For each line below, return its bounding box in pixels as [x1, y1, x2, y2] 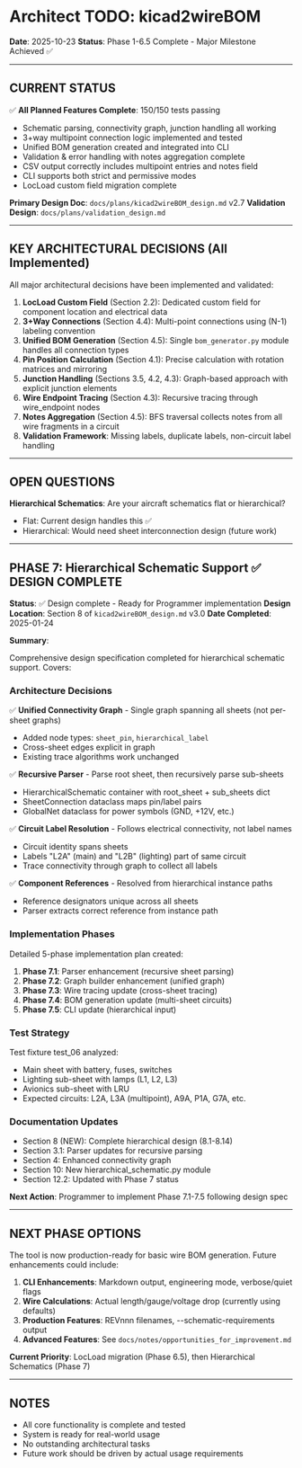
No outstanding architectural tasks [22, 1438, 151, 1449]
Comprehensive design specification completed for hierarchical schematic [9, 653, 285, 663]
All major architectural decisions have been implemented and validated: [9, 279, 274, 289]
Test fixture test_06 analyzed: [9, 1047, 119, 1058]
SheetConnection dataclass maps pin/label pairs [22, 796, 202, 807]
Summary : [9, 636, 49, 646]
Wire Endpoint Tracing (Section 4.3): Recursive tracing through [22, 392, 259, 403]
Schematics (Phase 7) [9, 1361, 91, 1372]
